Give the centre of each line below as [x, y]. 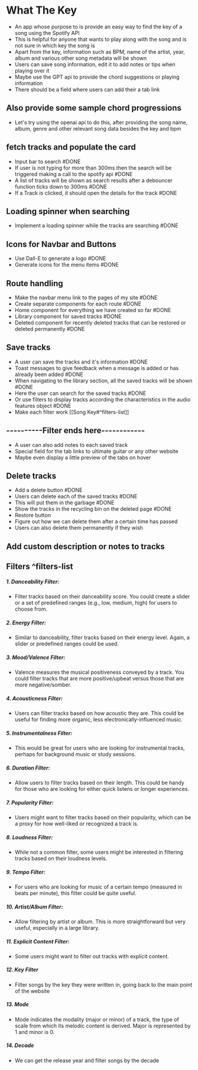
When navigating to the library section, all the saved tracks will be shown [103, 380]
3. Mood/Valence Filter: [36, 657]
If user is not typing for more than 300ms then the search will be [93, 168]
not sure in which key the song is [55, 46]
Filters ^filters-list [40, 567]
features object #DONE [43, 406]
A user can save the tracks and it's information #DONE [81, 362]
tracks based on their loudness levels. [61, 858]
